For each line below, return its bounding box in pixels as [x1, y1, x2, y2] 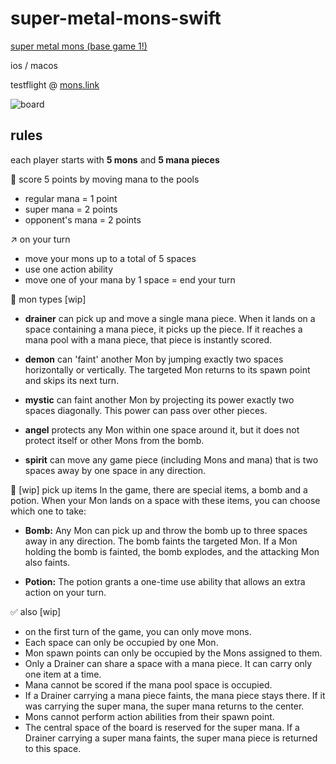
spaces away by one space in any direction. [24, 464, 207, 476]
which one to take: [10, 505, 87, 517]
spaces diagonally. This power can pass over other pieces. [24, 404, 268, 416]
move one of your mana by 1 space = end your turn [24, 273, 236, 286]
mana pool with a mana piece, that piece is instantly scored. [24, 333, 273, 346]
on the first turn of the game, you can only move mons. [24, 625, 252, 637]
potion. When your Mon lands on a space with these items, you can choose [10, 494, 321, 506]
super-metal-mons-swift [10, 7, 222, 30]
